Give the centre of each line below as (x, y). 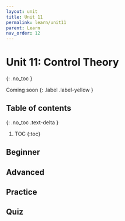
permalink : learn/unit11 (36, 22)
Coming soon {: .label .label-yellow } (50, 90)
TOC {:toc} (27, 134)
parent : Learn (23, 28)
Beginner (23, 152)
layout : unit (22, 11)
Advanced (25, 172)
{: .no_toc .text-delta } (32, 122)
